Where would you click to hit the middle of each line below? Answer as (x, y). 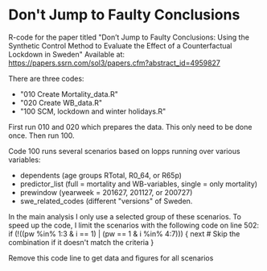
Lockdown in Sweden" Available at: (67, 54)
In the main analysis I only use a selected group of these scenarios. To (125, 216)
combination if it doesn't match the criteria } (81, 242)
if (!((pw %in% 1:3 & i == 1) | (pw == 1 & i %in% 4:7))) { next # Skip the (124, 233)
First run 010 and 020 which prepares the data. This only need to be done (130, 127)
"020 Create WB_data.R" (61, 102)
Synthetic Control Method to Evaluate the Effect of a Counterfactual (120, 45)
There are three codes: (46, 78)
